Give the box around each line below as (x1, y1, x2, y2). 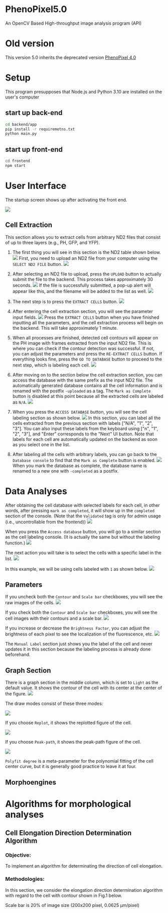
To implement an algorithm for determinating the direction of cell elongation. (5, 863, 163, 869)
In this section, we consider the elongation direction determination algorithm (5, 887, 163, 893)
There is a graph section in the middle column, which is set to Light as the (5, 680, 159, 686)
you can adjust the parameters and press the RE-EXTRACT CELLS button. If (12, 350, 162, 356)
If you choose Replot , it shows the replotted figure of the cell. (5, 720, 132, 726)
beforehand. (5, 652, 31, 658)
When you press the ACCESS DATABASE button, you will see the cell (12, 409, 147, 415)
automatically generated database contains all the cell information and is (12, 382, 162, 388)
